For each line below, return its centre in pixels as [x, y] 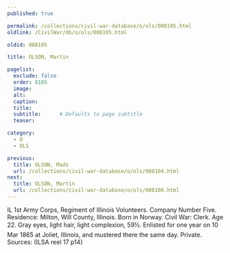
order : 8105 [31, 82]
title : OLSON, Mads [41, 165]
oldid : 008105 [27, 45]
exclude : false [35, 76]
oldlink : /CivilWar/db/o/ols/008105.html [67, 32]
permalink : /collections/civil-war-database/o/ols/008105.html [100, 26]
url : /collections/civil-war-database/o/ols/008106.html [96, 190]
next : [15, 177]
